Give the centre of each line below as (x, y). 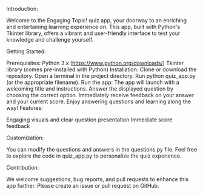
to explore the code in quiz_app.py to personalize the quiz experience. (94, 156)
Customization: (25, 138)
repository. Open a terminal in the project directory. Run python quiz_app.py (101, 76)
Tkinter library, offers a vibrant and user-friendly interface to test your (93, 33)
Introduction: (22, 9)
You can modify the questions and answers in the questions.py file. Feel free (102, 149)
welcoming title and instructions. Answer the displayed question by (90, 89)
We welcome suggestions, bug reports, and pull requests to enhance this (98, 179)
